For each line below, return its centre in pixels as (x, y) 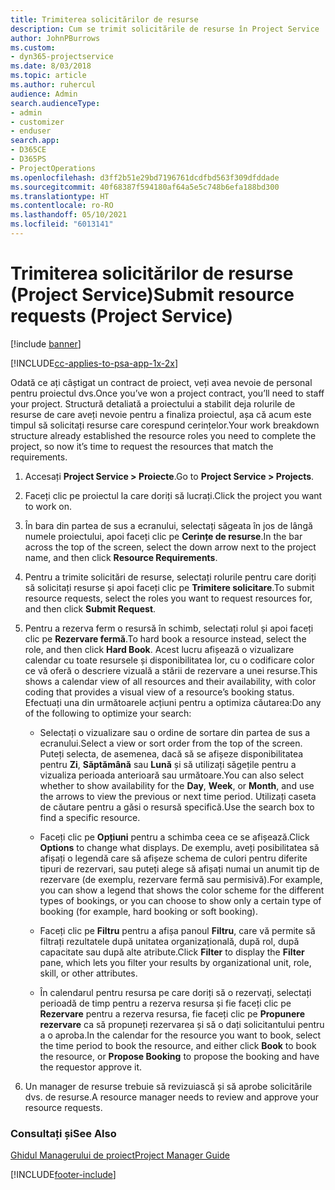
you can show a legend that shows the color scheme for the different (182, 890)
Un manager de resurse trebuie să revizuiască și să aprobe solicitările (168, 1086)
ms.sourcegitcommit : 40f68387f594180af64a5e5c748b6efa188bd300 (145, 187)
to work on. (48, 506)
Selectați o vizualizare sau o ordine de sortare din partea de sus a (175, 732)
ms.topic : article (48, 76)
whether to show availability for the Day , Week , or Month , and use (177, 785)
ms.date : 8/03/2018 (51, 66)
